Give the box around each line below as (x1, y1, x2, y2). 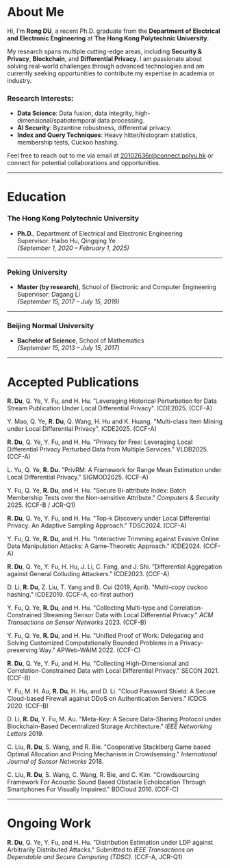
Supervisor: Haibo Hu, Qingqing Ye (16, 236, 116, 245)
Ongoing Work (7, 816, 92, 831)
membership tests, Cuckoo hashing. (16, 138, 119, 147)
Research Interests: (7, 93, 74, 103)
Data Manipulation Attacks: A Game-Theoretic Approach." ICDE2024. (7, 542, 202, 550)
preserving (7, 646, 38, 654)
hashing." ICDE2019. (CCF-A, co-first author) (7, 591, 134, 599)
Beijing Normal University (7, 321, 94, 330)
